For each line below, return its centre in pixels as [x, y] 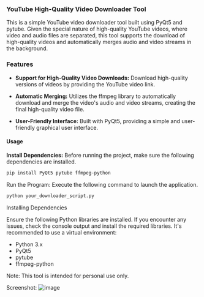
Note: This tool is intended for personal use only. [68, 276]
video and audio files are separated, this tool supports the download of [96, 36]
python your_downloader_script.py [51, 196]
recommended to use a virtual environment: [62, 232]
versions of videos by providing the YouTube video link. [85, 84]
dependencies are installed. [41, 162]
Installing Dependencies [37, 208]
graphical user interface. [67, 127]
